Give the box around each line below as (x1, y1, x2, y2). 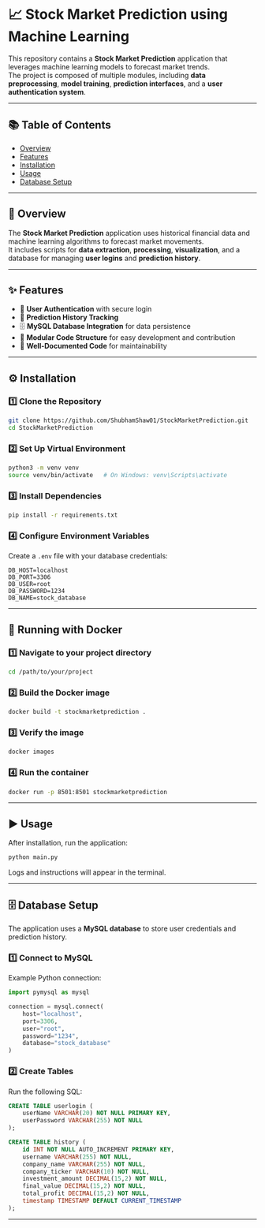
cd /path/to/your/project (8, 668, 93, 676)
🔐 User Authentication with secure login (19, 304, 152, 314)
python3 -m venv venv (8, 464, 80, 472)
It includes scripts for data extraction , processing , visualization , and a (8, 244, 241, 254)
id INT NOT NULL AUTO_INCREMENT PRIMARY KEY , (22, 1145, 175, 1153)
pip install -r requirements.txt (8, 511, 118, 520)
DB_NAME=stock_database (8, 594, 87, 603)
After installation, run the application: (8, 838, 129, 848)
